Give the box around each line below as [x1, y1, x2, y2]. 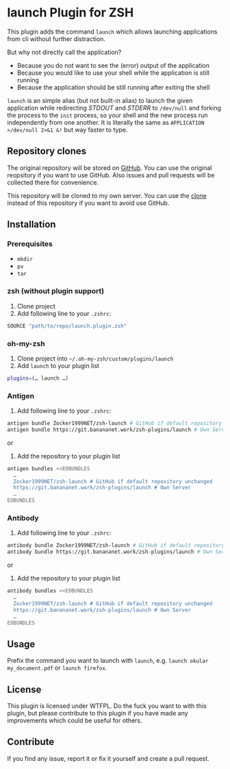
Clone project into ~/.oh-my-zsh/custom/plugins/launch [16, 354, 174, 363]
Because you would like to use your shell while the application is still [16, 69, 210, 77]
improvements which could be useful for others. [7, 716, 142, 724]
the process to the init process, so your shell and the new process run [7, 111, 208, 119]
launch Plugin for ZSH [7, 5, 134, 21]
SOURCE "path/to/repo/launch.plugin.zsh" [7, 322, 127, 330]
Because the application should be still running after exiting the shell [16, 83, 210, 91]
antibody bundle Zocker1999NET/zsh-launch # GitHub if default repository [7, 542, 225, 549]
